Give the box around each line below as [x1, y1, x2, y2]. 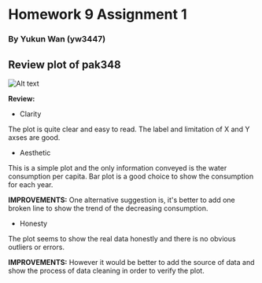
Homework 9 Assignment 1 [8, 6, 187, 24]
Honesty [19, 219, 48, 228]
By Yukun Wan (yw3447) [8, 34, 106, 45]
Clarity [19, 108, 42, 119]
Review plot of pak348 [8, 57, 121, 72]
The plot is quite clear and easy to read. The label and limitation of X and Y [8, 124, 250, 134]
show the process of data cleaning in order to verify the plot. [8, 266, 205, 275]
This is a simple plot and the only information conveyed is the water [8, 163, 227, 172]
